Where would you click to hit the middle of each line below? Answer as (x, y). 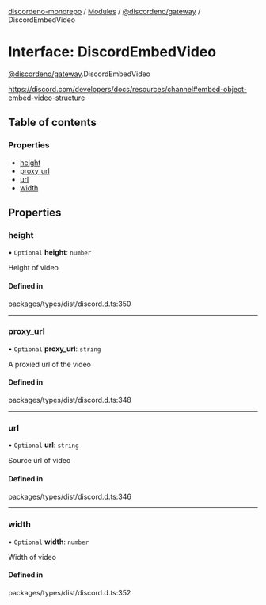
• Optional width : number (49, 542)
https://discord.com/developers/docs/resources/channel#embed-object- (127, 89)
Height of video (34, 268)
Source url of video (40, 461)
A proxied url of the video (49, 364)
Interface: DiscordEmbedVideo (112, 52)
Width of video (32, 557)
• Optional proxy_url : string (55, 349)
